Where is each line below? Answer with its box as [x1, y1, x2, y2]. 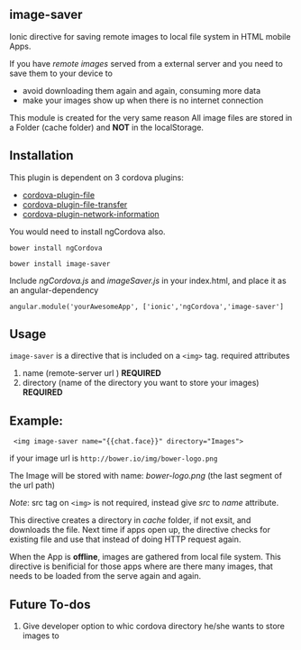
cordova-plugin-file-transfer [22, 198, 128, 210]
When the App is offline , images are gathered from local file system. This [9, 552, 281, 563]
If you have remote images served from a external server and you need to [9, 58, 284, 69]
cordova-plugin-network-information [22, 208, 160, 219]
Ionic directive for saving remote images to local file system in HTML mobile [9, 31, 291, 41]
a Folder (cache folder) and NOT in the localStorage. [9, 122, 205, 133]
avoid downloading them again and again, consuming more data [22, 85, 261, 96]
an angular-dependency [9, 284, 99, 296]
